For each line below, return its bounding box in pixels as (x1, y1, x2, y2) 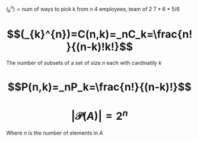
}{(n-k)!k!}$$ (66, 40, 133, 53)
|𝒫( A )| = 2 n (71, 107, 129, 123)
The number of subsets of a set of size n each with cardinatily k (6, 60, 162, 67)
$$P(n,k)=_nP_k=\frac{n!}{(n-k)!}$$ (8, 80, 191, 93)
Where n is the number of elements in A (6, 129, 103, 136)
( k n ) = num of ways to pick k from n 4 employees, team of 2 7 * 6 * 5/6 (6, 5, 180, 14)
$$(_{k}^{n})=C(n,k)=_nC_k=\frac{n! (7, 27, 193, 41)
